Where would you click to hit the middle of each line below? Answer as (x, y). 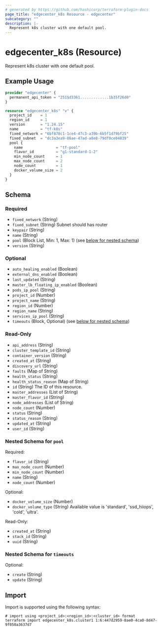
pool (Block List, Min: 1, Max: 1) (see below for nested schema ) (76, 240)
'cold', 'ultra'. (25, 512)
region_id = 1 (29, 120)
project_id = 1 (29, 115)
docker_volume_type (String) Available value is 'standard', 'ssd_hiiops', (83, 507)
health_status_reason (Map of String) (50, 381)
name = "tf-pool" (47, 147)
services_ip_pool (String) (38, 316)
